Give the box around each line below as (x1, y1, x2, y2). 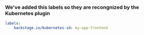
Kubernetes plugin (5, 10, 50, 17)
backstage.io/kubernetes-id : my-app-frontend (14, 26, 108, 31)
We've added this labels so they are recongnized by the (5, 4, 139, 11)
